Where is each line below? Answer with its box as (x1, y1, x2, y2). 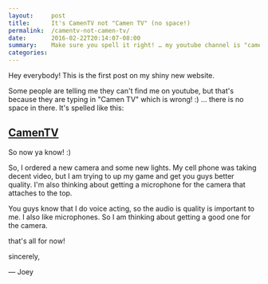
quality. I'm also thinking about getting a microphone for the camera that (8, 179, 246, 189)
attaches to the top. (8, 188, 73, 198)
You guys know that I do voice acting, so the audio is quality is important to (8, 203, 255, 213)
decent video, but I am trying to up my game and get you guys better (8, 171, 235, 180)
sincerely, (8, 251, 41, 261)
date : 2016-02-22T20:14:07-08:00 (8, 34, 141, 42)
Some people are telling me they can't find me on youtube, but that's (8, 86, 234, 96)
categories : (8, 49, 48, 57)
